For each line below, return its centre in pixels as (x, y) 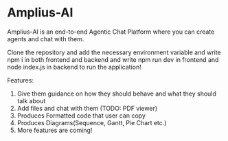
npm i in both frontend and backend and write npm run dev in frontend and (113, 59)
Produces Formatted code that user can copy (81, 116)
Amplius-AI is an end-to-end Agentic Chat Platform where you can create (111, 32)
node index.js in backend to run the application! (75, 67)
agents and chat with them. (46, 39)
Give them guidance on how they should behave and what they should (116, 94)
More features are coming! (55, 130)
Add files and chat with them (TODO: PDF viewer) (87, 108)
